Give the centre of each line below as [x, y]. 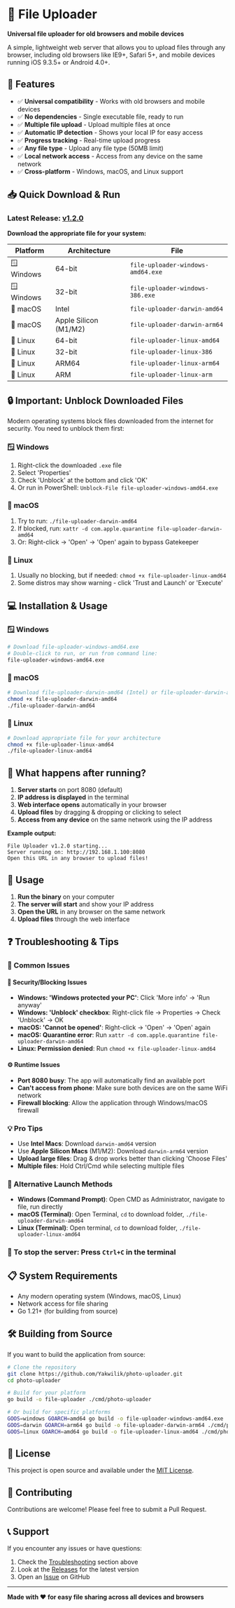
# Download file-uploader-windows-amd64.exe [73, 647]
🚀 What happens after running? [77, 773]
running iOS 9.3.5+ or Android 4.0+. [59, 62]
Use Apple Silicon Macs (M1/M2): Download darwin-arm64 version [113, 1151]
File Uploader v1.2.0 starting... [58, 846]
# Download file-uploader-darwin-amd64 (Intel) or [83, 692]
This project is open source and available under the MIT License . [101, 1470]
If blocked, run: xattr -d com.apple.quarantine [85, 528]
